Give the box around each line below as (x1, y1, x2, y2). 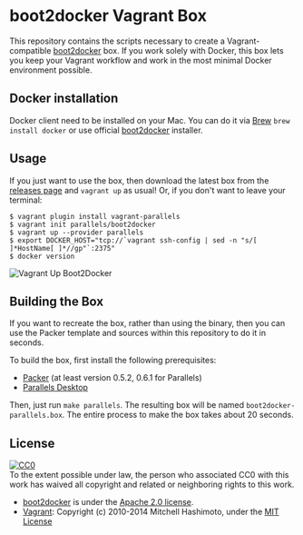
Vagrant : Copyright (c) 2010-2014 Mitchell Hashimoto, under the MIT (22, 506, 279, 518)
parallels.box (9, 411, 64, 421)
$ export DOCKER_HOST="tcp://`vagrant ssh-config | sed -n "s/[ (9, 235, 258, 245)
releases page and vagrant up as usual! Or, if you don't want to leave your (9, 184, 286, 195)
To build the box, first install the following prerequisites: (9, 355, 217, 366)
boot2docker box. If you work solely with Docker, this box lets (53, 45, 284, 55)
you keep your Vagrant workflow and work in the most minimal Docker (9, 54, 272, 65)
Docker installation (9, 91, 119, 106)
